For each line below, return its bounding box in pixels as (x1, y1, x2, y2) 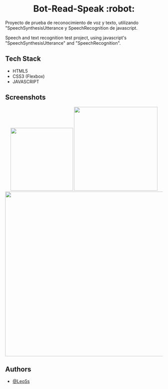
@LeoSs (12, 378, 30, 384)
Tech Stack (5, 55, 41, 63)
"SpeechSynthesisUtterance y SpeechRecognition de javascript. (5, 25, 137, 31)
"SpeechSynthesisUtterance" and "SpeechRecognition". (5, 40, 121, 46)
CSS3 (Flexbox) (12, 73, 45, 79)
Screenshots (5, 93, 46, 102)
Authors (5, 365, 31, 373)
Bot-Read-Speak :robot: (33, 3, 135, 15)
